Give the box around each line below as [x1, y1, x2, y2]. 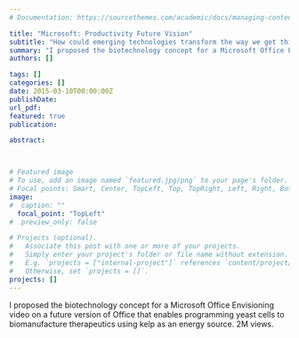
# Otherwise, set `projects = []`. [9, 267, 149, 276]
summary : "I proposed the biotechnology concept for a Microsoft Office [9, 45, 285, 54]
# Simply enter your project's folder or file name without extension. [9, 251, 289, 260]
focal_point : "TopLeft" [17, 209, 105, 218]
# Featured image [9, 168, 74, 177]
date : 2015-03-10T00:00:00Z [9, 87, 114, 95]
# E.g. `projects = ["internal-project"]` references [9, 259, 221, 268]
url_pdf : [9, 103, 42, 112]
